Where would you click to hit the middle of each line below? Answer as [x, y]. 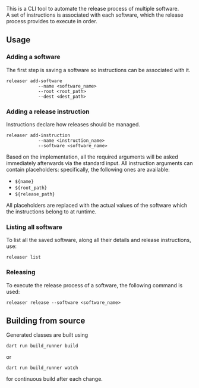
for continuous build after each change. [54, 379]
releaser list [24, 257]
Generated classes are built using [47, 335]
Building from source [46, 320]
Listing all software [34, 227]
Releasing [21, 272]
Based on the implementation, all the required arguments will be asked [92, 157]
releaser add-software [34, 81]
